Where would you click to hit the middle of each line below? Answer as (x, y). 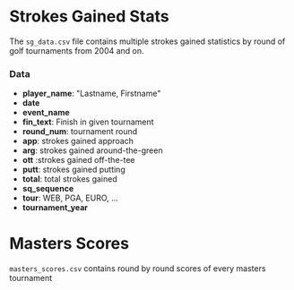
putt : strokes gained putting (73, 170)
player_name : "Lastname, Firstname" (91, 94)
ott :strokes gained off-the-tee (78, 160)
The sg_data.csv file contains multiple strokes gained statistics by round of (147, 41)
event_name (46, 113)
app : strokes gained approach (78, 141)
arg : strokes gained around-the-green (92, 150)
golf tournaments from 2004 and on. (77, 50)
